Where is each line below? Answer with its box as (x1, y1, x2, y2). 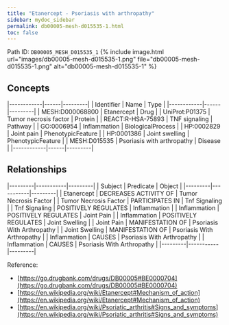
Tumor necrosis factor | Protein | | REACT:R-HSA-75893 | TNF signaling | (7, 115, 213, 123)
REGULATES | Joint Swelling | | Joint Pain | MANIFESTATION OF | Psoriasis (7, 218, 218, 226)
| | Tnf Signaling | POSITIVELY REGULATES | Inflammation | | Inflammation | (7, 203, 219, 212)
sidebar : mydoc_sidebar (7, 16, 75, 23)
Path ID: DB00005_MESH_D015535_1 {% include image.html (7, 48, 165, 56)
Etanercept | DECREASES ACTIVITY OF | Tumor (63, 189, 197, 197)
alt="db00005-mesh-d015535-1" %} (53, 62, 158, 70)
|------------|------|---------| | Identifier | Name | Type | (7, 101, 166, 109)
